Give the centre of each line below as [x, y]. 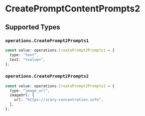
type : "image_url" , [30, 91]
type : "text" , [24, 55]
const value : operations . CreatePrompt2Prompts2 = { [60, 86]
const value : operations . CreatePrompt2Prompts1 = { [60, 50]
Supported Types [33, 27]
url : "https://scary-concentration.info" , [59, 100]
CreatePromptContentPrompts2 [73, 9]
